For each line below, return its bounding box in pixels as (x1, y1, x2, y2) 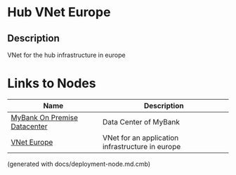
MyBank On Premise (11, 112, 79, 122)
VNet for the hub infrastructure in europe (7, 51, 126, 59)
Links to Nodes (7, 75, 96, 91)
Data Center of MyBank (102, 117, 181, 127)
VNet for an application (102, 133, 179, 143)
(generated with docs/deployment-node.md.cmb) (7, 160, 151, 168)
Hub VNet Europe (7, 4, 111, 20)
